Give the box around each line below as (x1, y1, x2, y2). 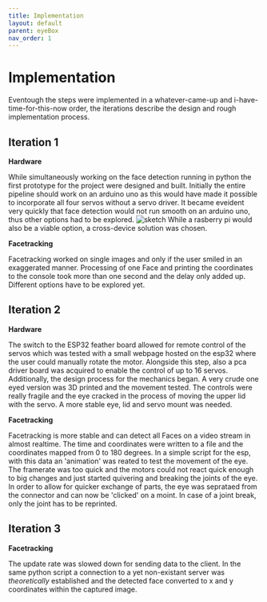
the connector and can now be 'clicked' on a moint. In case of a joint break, (8, 490, 257, 499)
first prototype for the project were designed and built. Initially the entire (8, 181, 246, 190)
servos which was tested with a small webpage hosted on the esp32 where (8, 348, 257, 358)
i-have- (233, 95, 258, 105)
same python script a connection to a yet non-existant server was (8, 567, 225, 577)
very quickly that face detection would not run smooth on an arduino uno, (8, 206, 250, 216)
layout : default (8, 19, 62, 27)
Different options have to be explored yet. (8, 280, 145, 289)
